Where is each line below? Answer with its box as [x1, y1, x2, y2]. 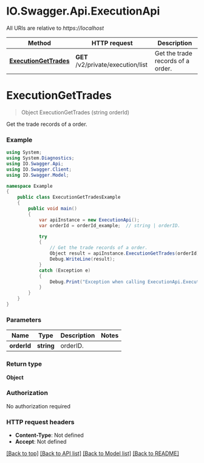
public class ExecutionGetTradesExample [17, 194, 121, 201]
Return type [6, 360, 42, 368]
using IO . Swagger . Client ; [6, 166, 72, 173]
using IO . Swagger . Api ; [6, 160, 64, 166]
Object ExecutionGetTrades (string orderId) [21, 108, 129, 116]
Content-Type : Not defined [15, 431, 84, 439]
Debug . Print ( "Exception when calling [49, 278, 146, 285]
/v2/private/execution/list [75, 60, 148, 69]
